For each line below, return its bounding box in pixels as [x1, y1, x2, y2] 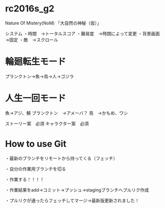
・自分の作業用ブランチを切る [5, 166, 66, 172]
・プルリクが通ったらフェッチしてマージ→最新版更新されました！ [5, 197, 140, 204]
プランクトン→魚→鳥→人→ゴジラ [5, 73, 74, 79]
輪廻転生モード [5, 56, 66, 68]
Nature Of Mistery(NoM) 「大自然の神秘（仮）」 [5, 20, 102, 26]
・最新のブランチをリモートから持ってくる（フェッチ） [5, 155, 118, 161]
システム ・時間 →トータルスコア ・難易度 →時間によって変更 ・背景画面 [5, 30, 160, 36]
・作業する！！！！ [5, 176, 45, 182]
